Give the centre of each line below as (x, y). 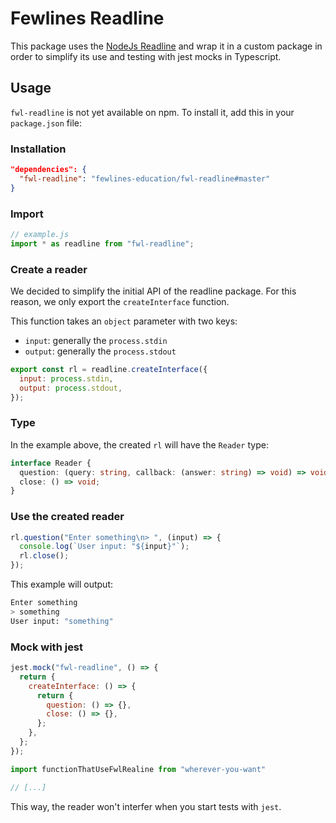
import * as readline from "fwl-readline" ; (102, 243)
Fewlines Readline (87, 18)
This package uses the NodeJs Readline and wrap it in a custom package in (166, 46)
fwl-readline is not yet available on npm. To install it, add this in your (152, 112)
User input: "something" (62, 621)
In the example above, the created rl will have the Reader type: (139, 444)
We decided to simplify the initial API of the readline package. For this (153, 291)
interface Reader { (51, 463)
